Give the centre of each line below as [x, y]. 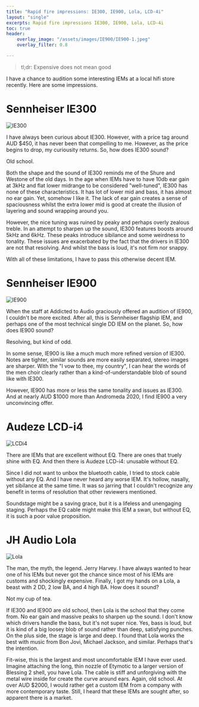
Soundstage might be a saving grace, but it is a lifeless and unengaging [94, 503]
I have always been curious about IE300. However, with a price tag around [97, 137]
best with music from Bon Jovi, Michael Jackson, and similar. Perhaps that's [99, 641]
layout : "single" [28, 17]
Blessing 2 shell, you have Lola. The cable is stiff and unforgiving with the [96, 672]
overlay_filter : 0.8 [42, 45]
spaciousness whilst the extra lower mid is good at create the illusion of [94, 204]
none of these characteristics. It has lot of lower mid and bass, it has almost [99, 192]
